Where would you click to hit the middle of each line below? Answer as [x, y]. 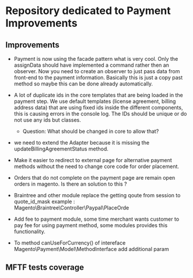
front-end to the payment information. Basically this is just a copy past [98, 78]
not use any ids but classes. [47, 120]
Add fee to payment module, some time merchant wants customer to [96, 219]
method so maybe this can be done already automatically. [83, 84]
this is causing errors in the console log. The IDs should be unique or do [100, 114]
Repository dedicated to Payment [88, 11]
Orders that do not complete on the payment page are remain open [94, 178]
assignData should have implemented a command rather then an [92, 65]
